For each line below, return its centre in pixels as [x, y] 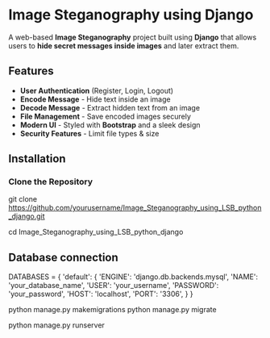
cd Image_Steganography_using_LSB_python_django [96, 232]
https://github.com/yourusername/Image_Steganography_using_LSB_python [135, 208]
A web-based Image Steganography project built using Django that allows [133, 37]
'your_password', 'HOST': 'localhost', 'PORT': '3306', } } [101, 294]
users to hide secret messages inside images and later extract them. [124, 45]
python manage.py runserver [56, 325]
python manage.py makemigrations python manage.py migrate [112, 310]
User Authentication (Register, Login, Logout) [97, 90]
